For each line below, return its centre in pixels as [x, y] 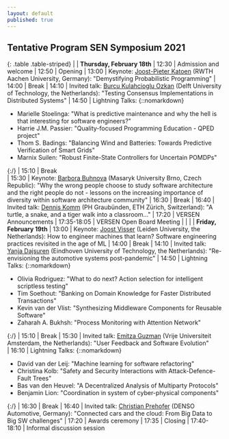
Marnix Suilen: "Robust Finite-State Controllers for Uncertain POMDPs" [117, 158]
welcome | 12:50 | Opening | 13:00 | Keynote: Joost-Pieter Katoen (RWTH [110, 71]
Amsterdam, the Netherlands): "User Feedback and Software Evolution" [108, 343]
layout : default [30, 13]
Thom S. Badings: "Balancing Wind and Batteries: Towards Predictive [114, 143]
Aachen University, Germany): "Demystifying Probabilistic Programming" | [111, 79]
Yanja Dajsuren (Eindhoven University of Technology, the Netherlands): [107, 251]
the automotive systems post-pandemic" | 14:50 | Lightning [124, 259]
